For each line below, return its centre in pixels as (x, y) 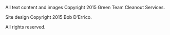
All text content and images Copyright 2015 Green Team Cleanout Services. (85, 7)
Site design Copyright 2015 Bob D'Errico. (49, 17)
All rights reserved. (25, 27)
